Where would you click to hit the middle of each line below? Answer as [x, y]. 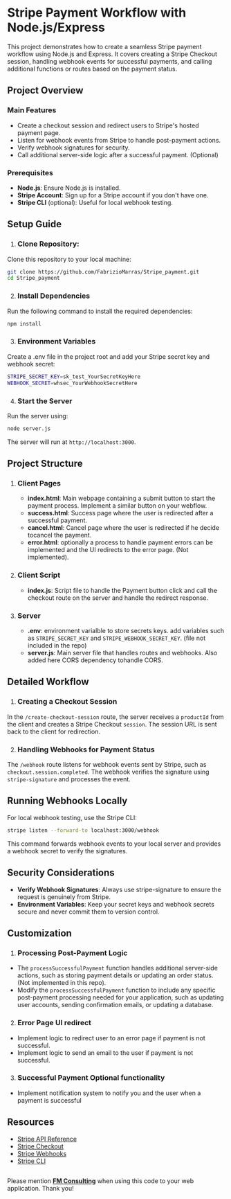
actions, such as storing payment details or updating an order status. [115, 975]
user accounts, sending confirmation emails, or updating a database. [115, 1005]
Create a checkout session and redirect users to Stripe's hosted [108, 125]
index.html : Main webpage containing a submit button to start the [121, 498]
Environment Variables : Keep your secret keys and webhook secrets [115, 904]
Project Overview [45, 90]
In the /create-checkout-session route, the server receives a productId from [115, 717]
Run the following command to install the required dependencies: [100, 311]
